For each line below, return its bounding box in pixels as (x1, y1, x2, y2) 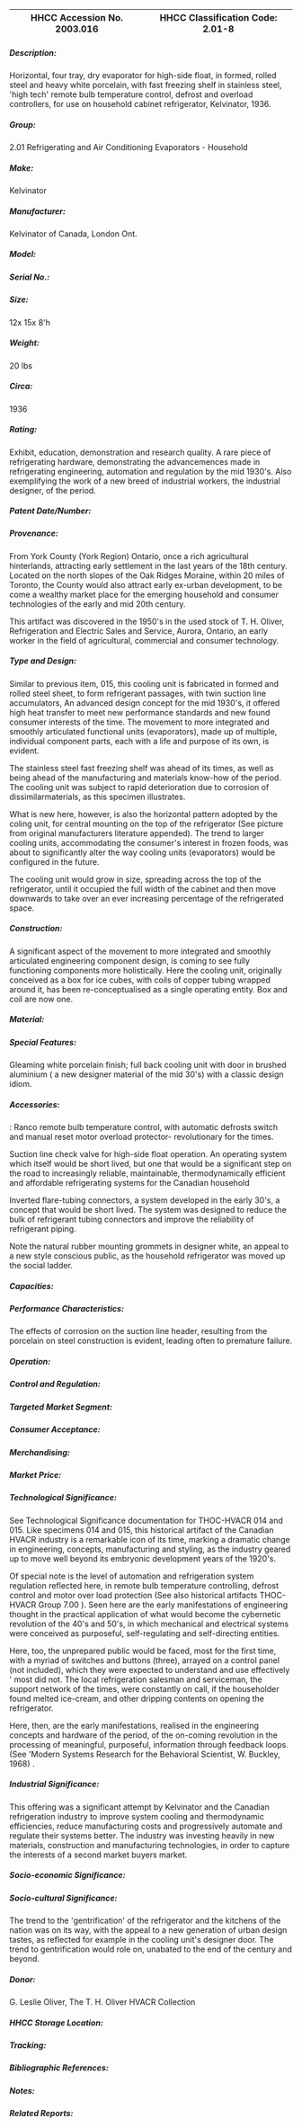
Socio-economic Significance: (9, 1870, 126, 1881)
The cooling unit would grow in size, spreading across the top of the (9, 874, 262, 885)
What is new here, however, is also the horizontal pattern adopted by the (9, 808, 279, 819)
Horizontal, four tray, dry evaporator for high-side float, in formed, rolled (9, 69, 277, 80)
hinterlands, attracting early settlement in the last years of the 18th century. (9, 560, 288, 571)
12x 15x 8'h (9, 316, 51, 327)
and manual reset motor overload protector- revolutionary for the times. (9, 1132, 274, 1143)
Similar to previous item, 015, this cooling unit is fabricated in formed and (9, 678, 279, 689)
